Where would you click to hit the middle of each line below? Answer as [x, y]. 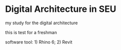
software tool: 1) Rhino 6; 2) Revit [39, 42]
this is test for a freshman [31, 32]
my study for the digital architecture [41, 23]
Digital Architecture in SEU [61, 9]
